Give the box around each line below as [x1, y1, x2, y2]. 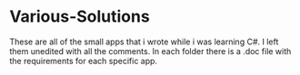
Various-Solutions [9, 6, 150, 27]
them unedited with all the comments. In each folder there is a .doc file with [9, 45, 292, 56]
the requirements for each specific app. [9, 55, 157, 66]
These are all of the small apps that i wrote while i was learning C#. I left [9, 36, 279, 47]
